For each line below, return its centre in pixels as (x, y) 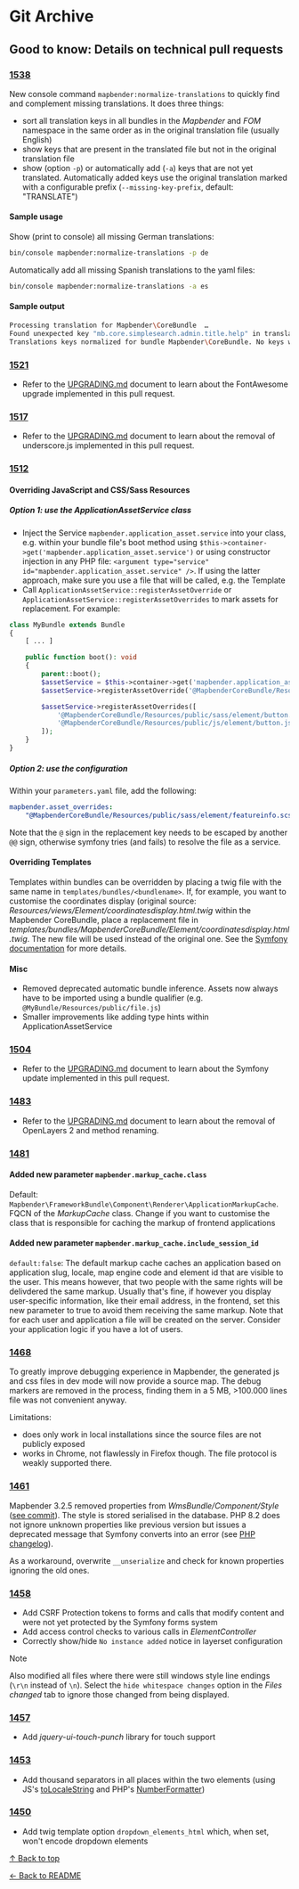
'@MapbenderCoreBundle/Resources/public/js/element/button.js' (176, 724)
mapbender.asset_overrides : (61, 807)
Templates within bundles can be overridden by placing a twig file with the (145, 882)
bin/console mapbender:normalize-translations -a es (109, 286)
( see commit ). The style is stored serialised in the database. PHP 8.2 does (145, 1515)
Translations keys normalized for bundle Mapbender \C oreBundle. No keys (147, 342)
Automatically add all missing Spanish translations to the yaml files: (132, 270)
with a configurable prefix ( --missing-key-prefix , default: (128, 187)
